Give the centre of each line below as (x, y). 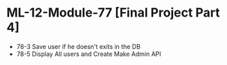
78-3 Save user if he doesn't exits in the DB (79, 46)
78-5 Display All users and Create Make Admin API (89, 54)
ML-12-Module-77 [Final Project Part (113, 13)
